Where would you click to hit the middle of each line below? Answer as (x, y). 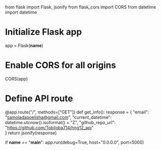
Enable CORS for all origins (60, 65)
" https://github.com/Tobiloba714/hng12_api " (49, 128)
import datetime (21, 12)
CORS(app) (16, 79)
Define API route (39, 98)
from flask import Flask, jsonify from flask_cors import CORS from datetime (80, 7)
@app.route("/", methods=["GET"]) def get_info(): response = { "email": (77, 112)
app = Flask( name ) (24, 45)
